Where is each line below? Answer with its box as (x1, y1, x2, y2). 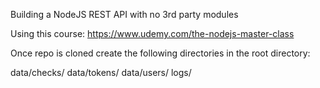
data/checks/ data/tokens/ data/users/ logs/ (10, 67, 192, 78)
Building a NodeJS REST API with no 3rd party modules (10, 9, 239, 20)
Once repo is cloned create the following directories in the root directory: (10, 47, 311, 59)
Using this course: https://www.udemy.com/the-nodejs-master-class (10, 28, 295, 39)
